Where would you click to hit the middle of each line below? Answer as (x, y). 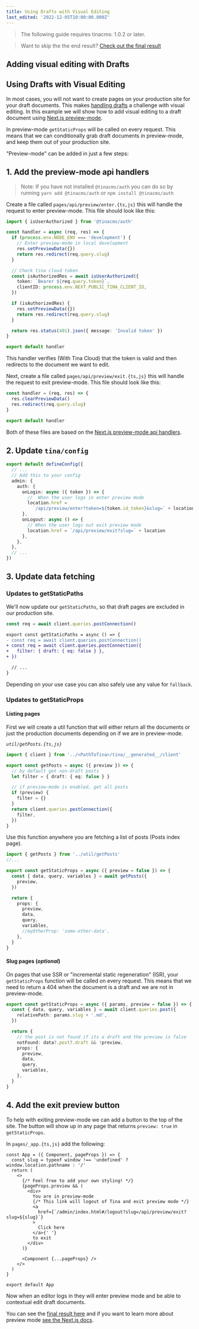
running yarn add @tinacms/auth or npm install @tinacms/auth (97, 193)
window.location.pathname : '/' (46, 1165)
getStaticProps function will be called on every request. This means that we (99, 981)
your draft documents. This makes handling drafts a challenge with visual (95, 105)
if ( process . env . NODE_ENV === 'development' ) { (71, 238)
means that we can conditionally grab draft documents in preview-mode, (95, 136)
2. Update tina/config (47, 450)
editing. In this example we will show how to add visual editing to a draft (94, 111)
